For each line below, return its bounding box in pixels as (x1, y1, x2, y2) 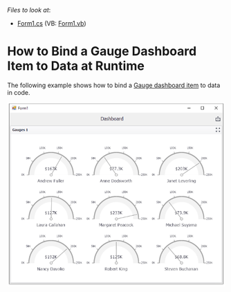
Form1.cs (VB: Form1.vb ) (17, 19, 86, 27)
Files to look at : (7, 6, 51, 14)
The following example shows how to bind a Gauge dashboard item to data (7, 81, 221, 89)
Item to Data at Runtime (7, 58, 145, 74)
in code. (7, 88, 30, 96)
